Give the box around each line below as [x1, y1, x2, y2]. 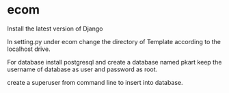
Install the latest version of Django [7, 24, 103, 33]
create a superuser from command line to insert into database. [7, 78, 183, 86]
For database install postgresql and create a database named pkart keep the [7, 58, 222, 66]
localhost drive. [7, 45, 51, 53]
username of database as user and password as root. [7, 65, 158, 73]
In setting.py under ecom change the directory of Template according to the [7, 37, 221, 45]
